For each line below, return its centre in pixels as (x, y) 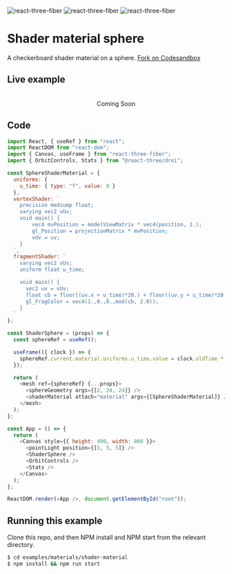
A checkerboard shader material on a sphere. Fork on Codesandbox (104, 57)
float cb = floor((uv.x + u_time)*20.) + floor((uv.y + (107, 295)
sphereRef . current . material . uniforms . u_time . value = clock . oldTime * (122, 359)
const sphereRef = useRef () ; (55, 340)
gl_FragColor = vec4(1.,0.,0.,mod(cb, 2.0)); (92, 301)
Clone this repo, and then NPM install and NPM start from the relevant (106, 537)
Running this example (55, 520)
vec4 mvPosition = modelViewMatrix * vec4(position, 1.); (117, 225)
